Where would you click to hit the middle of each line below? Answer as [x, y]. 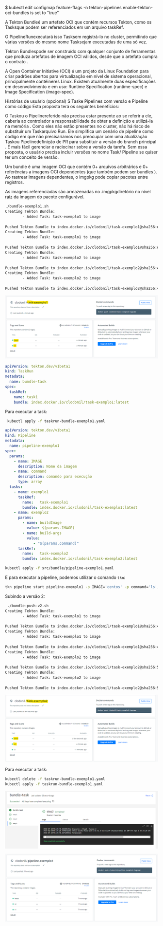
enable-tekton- [138, 8]
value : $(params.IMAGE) [51, 528]
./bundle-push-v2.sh [28, 606]
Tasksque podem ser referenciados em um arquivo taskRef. [65, 27]
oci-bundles [17, 13]
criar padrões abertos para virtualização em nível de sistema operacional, [79, 76]
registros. [15, 182]
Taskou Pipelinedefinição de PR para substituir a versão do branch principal [81, 142]
